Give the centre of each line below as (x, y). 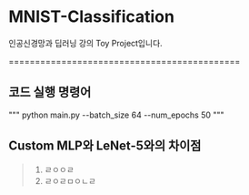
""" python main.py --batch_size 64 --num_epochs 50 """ (116, 115)
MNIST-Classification (91, 17)
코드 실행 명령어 (50, 92)
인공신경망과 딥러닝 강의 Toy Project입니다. (85, 43)
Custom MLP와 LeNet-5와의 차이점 (105, 146)
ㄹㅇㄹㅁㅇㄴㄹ (70, 180)
